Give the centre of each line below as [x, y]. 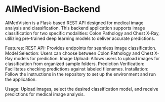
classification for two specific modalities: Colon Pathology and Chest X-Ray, [82, 33]
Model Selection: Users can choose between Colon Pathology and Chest [79, 53]
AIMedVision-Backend [53, 9]
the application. [21, 79]
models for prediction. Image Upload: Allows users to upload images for [87, 58]
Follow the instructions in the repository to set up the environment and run [81, 74]
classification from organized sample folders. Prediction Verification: [75, 64]
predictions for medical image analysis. [45, 94]
